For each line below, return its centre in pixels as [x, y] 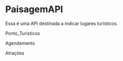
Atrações [15, 53]
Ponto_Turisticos [23, 33]
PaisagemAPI [34, 9]
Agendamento [20, 43]
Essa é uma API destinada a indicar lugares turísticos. [62, 23]
